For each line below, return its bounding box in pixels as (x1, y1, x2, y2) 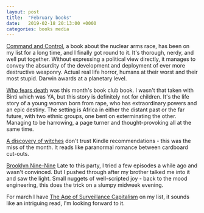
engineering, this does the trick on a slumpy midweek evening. (6, 181, 164, 189)
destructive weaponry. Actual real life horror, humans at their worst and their (6, 68, 198, 76)
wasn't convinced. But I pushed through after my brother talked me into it (6, 169, 190, 176)
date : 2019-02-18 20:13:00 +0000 (6, 20, 97, 26)
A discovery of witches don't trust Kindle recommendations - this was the (6, 138, 191, 145)
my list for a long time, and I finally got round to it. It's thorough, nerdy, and (6, 49, 194, 57)
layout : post (6, 9, 40, 15)
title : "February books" (6, 15, 72, 21)
